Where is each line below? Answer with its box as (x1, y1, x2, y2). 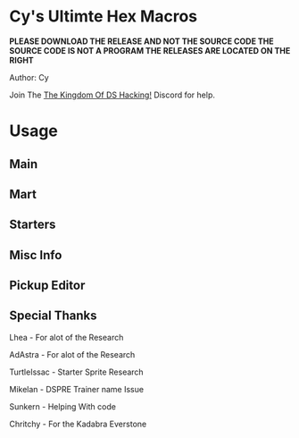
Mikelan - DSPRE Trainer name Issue (9, 383, 145, 394)
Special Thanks (9, 308, 97, 324)
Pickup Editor (9, 278, 86, 293)
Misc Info (9, 248, 62, 263)
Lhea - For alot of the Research (9, 332, 124, 342)
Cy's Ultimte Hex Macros (9, 6, 198, 27)
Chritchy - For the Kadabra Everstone (9, 418, 147, 429)
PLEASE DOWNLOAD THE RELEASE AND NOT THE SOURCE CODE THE (9, 36, 274, 46)
